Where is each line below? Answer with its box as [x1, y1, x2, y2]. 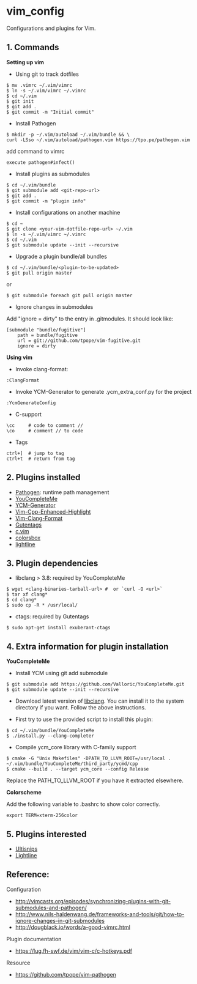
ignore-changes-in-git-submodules [15, 917, 105, 924]
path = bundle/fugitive [17, 332, 78, 338]
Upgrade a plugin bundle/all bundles [15, 253, 107, 260]
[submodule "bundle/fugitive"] [6, 327, 86, 333]
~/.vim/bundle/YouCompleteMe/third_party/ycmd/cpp [6, 761, 138, 767]
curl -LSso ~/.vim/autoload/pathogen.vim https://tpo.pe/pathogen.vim [6, 136, 190, 143]
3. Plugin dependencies [6, 558, 98, 568]
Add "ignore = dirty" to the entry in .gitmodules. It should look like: [6, 315, 174, 322]
